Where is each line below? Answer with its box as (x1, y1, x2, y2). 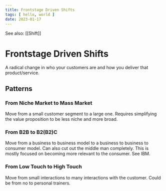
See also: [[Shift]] (5, 31, 41, 37)
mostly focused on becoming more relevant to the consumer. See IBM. (5, 151, 151, 157)
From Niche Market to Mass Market (5, 99, 92, 106)
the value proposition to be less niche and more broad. (5, 116, 118, 122)
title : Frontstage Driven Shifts (5, 7, 75, 13)
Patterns (5, 84, 32, 93)
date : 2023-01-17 (5, 17, 41, 22)
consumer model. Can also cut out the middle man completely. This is (5, 145, 149, 151)
